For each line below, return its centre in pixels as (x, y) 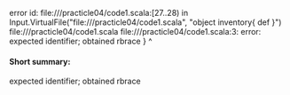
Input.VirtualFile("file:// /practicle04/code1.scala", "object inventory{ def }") (145, 22)
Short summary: (40, 61)
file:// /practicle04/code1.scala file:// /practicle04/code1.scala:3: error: (135, 32)
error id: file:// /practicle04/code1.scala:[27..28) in (99, 13)
